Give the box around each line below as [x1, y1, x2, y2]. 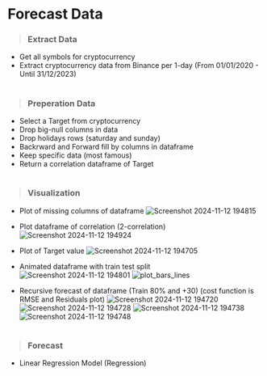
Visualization [27, 188, 81, 199]
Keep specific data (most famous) [19, 150, 132, 160]
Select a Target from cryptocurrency [19, 116, 141, 126]
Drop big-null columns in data [19, 125, 119, 134]
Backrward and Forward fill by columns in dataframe [19, 142, 194, 152]
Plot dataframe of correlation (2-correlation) [19, 222, 166, 231]
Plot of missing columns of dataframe [19, 205, 144, 215]
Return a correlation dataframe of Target [19, 159, 154, 169]
